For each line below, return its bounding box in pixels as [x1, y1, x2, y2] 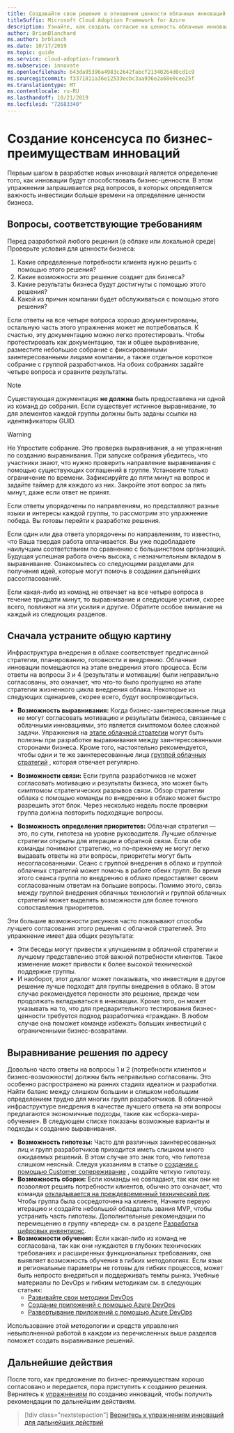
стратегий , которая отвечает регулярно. [17, 758, 140, 767]
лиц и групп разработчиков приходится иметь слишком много [17, 1145, 204, 1154]
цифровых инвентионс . [17, 1227, 87, 1235]
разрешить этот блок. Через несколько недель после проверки [17, 801, 208, 810]
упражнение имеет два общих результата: [7, 932, 134, 940]
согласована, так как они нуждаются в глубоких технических [17, 1242, 202, 1250]
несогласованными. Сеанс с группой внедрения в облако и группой [17, 859, 222, 868]
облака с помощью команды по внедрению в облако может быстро [17, 794, 221, 802]
